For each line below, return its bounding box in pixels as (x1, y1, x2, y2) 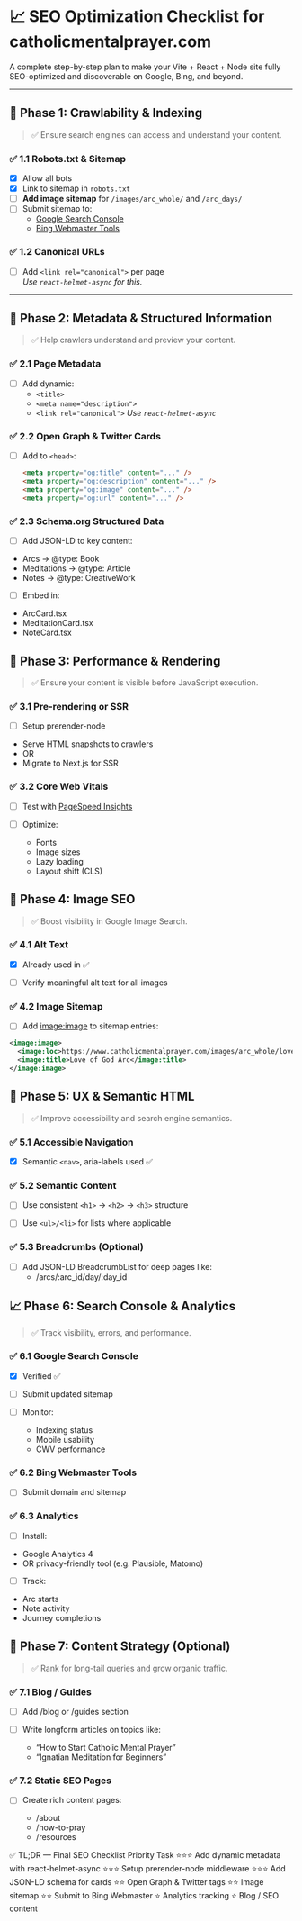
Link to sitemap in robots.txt (22, 183, 130, 194)
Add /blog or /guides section (22, 1706, 129, 1717)
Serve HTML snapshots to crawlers (22, 738, 154, 749)
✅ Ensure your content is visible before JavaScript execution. (31, 676, 259, 688)
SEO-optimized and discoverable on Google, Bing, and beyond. (9, 70, 244, 81)
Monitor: (22, 1406, 54, 1418)
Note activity (22, 1603, 70, 1614)
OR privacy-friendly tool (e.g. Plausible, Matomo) (22, 1558, 204, 1569)
